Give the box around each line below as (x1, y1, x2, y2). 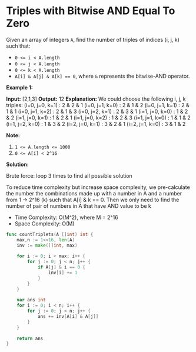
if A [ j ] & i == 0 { (37, 264, 85, 270)
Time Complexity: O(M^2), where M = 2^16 (14, 214, 119, 221)
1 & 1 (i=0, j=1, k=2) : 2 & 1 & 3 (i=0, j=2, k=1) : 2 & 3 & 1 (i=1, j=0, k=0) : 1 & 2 (6, 108, 188, 115)
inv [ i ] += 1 (48, 270, 78, 276)
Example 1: (6, 84, 34, 91)
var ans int (16, 297, 46, 303)
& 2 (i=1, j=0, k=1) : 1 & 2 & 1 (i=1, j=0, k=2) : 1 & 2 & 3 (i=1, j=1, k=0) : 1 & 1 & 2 (6, 114, 191, 121)
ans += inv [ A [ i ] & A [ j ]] (37, 314, 99, 320)
